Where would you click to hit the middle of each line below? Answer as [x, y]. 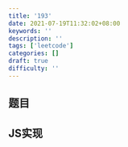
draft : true [28, 61]
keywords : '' [30, 31]
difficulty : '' [34, 69]
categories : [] [34, 53]
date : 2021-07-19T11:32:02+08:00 [64, 23]
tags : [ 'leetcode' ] [41, 46]
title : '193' [30, 16]
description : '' [35, 38]
